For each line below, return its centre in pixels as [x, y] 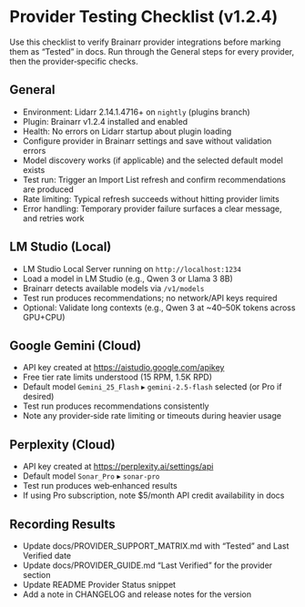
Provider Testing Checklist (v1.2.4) [144, 17]
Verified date [46, 556]
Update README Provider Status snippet [99, 585]
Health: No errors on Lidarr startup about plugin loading [127, 131]
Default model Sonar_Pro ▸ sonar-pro [91, 476]
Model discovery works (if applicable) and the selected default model [153, 160]
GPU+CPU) [44, 317]
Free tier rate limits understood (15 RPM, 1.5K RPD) [117, 377]
